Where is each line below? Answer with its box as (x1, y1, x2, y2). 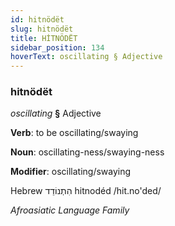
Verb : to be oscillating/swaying (10, 127, 139, 139)
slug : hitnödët (10, 24, 74, 34)
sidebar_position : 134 (10, 42, 105, 53)
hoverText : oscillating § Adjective (10, 52, 163, 62)
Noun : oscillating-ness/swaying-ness (10, 146, 165, 158)
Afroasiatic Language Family (10, 204, 130, 216)
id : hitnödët (10, 14, 65, 25)
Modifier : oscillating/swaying (10, 166, 132, 178)
